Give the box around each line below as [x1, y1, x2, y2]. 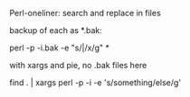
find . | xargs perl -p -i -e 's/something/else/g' [9, 77, 182, 88]
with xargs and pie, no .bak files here [9, 60, 147, 70]
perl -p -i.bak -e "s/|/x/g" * [9, 42, 110, 53]
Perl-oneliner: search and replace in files [9, 8, 161, 18]
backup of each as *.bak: [9, 25, 102, 35]
